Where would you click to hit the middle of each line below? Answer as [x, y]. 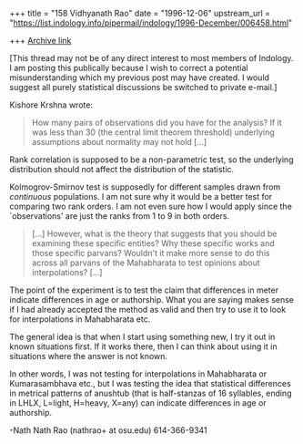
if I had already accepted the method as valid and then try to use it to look [148, 310]
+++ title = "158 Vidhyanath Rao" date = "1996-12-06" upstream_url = [140, 13]
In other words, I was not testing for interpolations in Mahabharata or [138, 374]
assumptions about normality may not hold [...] [119, 142]
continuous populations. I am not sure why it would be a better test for [141, 196]
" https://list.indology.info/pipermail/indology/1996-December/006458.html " [151, 23]
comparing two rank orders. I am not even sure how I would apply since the [151, 206]
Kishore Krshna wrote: [51, 105]
